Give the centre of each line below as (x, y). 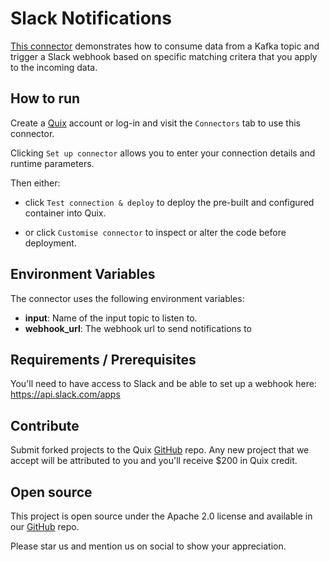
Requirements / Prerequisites (103, 359)
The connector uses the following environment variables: (127, 298)
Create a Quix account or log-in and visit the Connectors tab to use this (155, 123)
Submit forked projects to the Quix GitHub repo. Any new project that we (160, 450)
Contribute (45, 425)
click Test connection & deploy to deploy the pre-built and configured (169, 202)
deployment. (50, 243)
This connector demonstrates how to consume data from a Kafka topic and (165, 46)
